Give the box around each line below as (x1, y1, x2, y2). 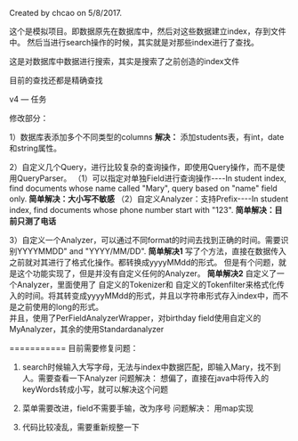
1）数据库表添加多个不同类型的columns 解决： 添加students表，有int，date (9, 132, 285, 142)
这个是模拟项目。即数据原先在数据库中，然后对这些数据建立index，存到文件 (9, 26, 286, 37)
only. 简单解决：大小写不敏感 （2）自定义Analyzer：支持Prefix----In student (9, 193, 289, 204)
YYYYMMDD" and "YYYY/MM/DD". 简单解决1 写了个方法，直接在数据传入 (16, 246, 287, 257)
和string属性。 (9, 143, 62, 153)
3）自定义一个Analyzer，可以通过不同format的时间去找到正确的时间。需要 (9, 235, 282, 245)
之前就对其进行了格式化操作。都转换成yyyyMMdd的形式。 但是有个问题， (9, 257, 278, 267)
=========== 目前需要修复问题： (9, 343, 139, 353)
